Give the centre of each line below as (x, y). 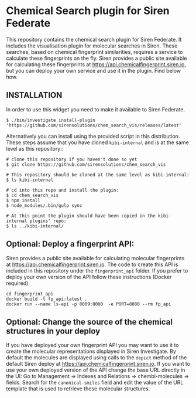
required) (17, 283)
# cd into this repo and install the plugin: (62, 190)
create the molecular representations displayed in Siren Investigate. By (91, 351)
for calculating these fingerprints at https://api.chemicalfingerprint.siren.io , (96, 64)
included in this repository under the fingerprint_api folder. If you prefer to (97, 270)
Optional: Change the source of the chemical (89, 322)
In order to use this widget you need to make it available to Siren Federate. (96, 109)
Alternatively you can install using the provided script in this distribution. (93, 136)
